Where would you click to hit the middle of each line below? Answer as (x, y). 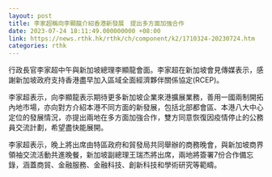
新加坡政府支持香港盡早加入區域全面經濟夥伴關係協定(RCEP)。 (119, 80)
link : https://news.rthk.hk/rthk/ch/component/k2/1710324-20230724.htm (132, 38)
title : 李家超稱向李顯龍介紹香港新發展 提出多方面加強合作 (96, 23)
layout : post (30, 16)
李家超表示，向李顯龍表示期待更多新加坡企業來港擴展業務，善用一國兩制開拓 (136, 97)
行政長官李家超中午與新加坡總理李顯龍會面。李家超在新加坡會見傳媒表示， (132, 70)
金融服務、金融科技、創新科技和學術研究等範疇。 (139, 165)
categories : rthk (38, 46)
